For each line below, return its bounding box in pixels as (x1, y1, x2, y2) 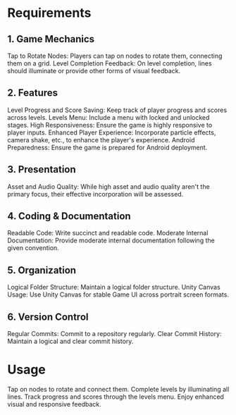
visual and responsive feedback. (7, 400, 102, 408)
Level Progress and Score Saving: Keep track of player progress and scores (7, 106, 228, 114)
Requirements (7, 5, 92, 21)
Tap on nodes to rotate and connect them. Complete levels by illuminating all (7, 385, 230, 393)
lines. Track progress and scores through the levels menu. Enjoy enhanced (7, 392, 224, 401)
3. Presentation (7, 163, 76, 175)
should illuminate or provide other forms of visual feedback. (7, 67, 181, 75)
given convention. (7, 244, 60, 252)
